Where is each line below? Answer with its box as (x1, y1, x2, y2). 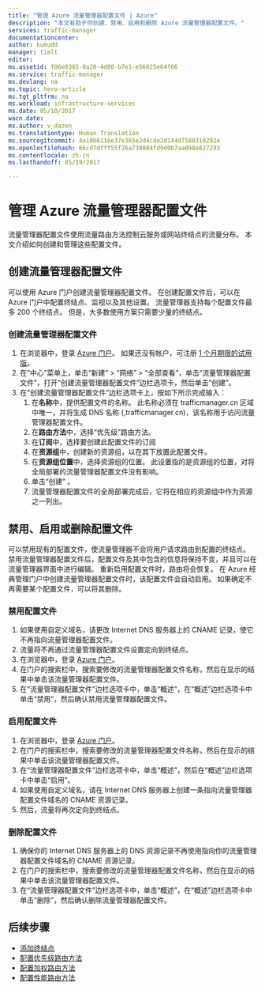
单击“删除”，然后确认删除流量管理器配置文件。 (19, 895, 172, 905)
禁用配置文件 (8, 606, 58, 617)
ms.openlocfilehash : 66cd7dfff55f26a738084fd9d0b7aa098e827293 (8, 144, 221, 152)
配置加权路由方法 (19, 962, 76, 973)
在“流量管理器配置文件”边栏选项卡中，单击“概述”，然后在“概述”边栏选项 (19, 765, 252, 775)
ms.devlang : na (8, 77, 58, 85)
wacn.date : (8, 115, 44, 123)
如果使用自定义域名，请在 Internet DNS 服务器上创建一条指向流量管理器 (19, 784, 252, 795)
